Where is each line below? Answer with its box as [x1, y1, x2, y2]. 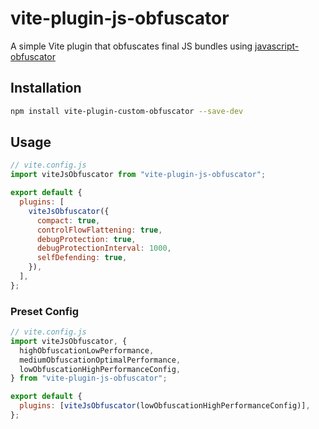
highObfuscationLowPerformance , [19, 345, 155, 356]
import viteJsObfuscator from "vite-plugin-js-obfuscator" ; [10, 170, 267, 180]
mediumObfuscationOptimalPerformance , [19, 355, 182, 365]
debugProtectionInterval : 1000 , [36, 243, 172, 254]
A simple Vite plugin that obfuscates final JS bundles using [10, 40, 253, 52]
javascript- [254, 40, 300, 52]
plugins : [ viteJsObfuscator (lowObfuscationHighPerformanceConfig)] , [19, 401, 311, 411]
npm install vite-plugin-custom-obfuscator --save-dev [10, 106, 244, 116]
